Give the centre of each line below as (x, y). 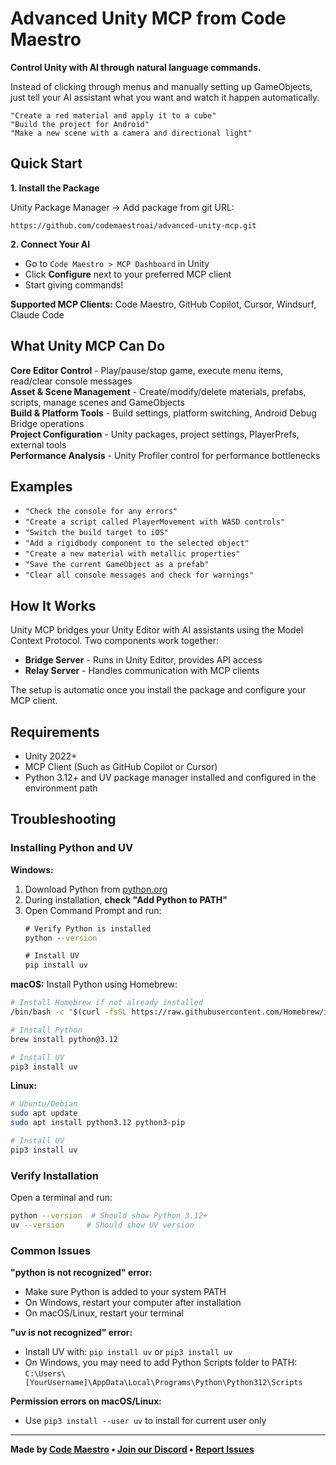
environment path (61, 788)
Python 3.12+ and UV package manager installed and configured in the (170, 777)
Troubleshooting (63, 819)
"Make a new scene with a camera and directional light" (131, 133)
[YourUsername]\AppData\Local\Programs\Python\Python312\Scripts (163, 1383)
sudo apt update (44, 1113)
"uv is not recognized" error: (71, 1333)
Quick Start (46, 163)
